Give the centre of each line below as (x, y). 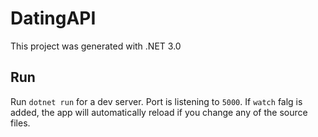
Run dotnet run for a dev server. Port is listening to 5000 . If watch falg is (156, 101)
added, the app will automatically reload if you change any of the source (159, 112)
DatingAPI (53, 18)
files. (20, 123)
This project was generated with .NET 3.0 (96, 46)
